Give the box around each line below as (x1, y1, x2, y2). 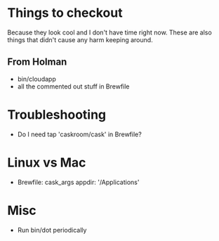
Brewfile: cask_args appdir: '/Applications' (17, 178, 140, 186)
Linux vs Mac (7, 155, 86, 170)
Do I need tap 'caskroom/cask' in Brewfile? (17, 130, 142, 138)
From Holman (7, 56, 67, 68)
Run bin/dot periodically (17, 226, 87, 234)
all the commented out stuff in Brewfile (17, 82, 130, 91)
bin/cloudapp (17, 74, 56, 83)
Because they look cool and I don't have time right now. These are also (7, 28, 212, 37)
